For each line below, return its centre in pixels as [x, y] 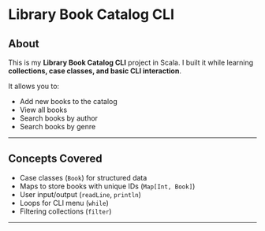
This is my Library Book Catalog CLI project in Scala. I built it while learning [131, 62]
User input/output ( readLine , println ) [80, 194]
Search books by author [59, 118]
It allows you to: [34, 86]
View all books [43, 110]
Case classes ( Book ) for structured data [83, 177]
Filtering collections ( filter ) [65, 211]
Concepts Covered [55, 159]
